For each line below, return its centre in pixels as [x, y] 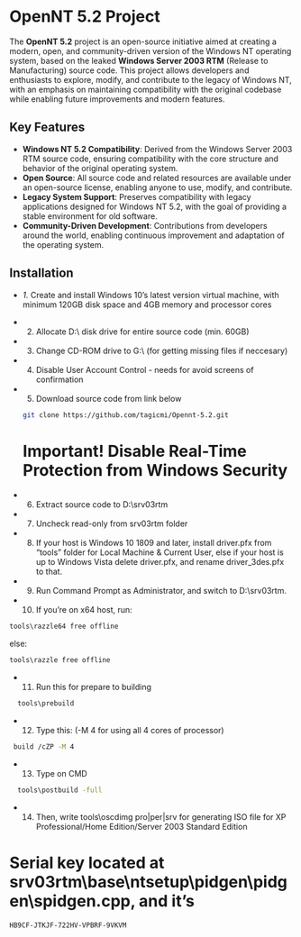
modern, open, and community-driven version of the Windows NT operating [150, 50]
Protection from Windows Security [155, 470]
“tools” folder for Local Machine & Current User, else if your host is [160, 552]
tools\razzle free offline [60, 660]
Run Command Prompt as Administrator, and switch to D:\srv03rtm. [161, 591]
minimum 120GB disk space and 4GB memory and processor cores [147, 305]
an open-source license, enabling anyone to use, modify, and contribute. [157, 187]
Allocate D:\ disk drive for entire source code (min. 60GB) [142, 332]
